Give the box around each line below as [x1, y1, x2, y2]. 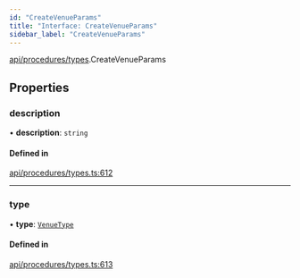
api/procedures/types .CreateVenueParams [9, 55, 167, 65]
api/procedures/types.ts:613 [9, 258, 113, 269]
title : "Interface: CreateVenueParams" [9, 21, 158, 30]
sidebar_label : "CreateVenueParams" [9, 29, 146, 38]
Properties [9, 80, 70, 95]
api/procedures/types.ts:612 [9, 167, 113, 179]
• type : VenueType [9, 218, 74, 229]
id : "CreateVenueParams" [9, 13, 102, 22]
